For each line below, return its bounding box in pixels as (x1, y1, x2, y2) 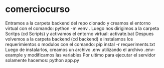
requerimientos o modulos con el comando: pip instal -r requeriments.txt (5, 41, 155, 47)
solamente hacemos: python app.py (5, 57, 79, 63)
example (5, 51, 23, 58)
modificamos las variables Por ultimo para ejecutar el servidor (27, 51, 156, 58)
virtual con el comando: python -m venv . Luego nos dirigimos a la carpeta (5, 25, 159, 31)
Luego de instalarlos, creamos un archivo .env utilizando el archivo (5, 46, 143, 52)
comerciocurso (5, 3, 70, 15)
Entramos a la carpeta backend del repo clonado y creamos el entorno (5, 20, 151, 26)
